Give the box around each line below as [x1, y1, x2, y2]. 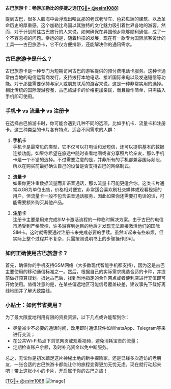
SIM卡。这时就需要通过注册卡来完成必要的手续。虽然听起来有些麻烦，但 [12, 229, 164, 235]
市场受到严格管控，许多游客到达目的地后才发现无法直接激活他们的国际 [12, 223, 160, 229]
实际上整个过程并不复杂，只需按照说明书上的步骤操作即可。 [12, 235, 138, 241]
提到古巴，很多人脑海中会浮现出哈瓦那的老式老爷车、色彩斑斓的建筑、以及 [5, 16, 161, 22]
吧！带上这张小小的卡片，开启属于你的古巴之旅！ [5, 368, 108, 374]
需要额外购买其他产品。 [17, 199, 67, 205]
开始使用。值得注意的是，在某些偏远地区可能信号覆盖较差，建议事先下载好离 [5, 281, 166, 287]
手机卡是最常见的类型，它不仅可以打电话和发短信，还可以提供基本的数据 [12, 143, 164, 150]
